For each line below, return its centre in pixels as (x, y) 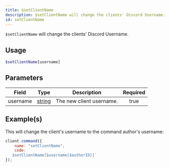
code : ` (22, 151)
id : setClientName (25, 19)
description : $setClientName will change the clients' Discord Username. (86, 15)
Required (134, 92)
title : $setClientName (29, 10)
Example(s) (24, 119)
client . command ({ (24, 141)
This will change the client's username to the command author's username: (85, 132)
